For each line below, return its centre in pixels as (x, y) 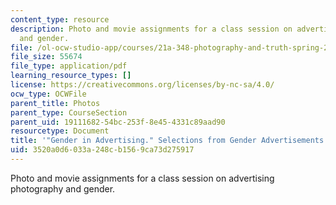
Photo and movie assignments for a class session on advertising (142, 178)
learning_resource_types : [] (71, 76)
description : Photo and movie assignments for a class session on (151, 29)
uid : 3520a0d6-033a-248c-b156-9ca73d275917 (102, 150)
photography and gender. (63, 188)
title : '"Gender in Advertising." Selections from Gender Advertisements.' (171, 141)
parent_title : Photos (55, 103)
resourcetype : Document (60, 131)
